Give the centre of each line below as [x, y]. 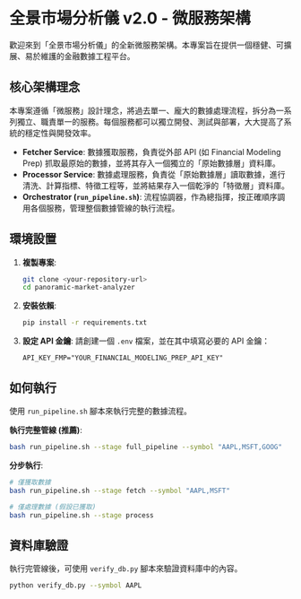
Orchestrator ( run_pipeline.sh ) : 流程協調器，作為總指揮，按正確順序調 [154, 196]
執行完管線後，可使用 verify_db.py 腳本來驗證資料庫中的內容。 [126, 569]
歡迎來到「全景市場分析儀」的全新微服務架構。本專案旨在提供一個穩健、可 [146, 45]
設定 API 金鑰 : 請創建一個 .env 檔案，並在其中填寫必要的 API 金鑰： [146, 341]
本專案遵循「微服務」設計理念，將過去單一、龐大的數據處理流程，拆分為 [142, 110]
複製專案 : [39, 262]
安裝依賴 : [39, 306]
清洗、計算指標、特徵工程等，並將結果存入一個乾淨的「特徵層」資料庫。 [155, 186]
